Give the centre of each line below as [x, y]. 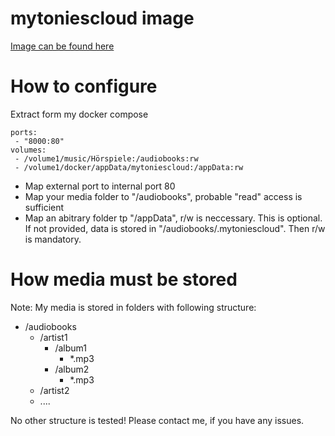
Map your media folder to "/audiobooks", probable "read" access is [163, 196]
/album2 [72, 369]
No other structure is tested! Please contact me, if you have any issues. [157, 420]
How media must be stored [124, 279]
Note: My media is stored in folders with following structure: [133, 307]
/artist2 [54, 390]
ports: [24, 132]
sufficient [44, 207]
